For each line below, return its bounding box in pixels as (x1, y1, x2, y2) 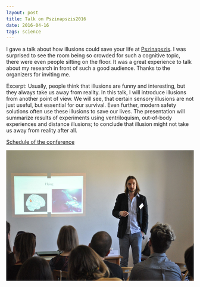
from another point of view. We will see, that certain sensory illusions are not (6, 95, 194, 103)
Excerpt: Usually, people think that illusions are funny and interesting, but (6, 82, 186, 90)
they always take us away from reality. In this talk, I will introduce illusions (6, 89, 186, 96)
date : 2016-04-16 (6, 22, 49, 28)
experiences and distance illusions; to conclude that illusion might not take (6, 121, 189, 128)
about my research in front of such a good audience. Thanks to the (6, 64, 171, 72)
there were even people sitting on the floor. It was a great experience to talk (6, 58, 192, 66)
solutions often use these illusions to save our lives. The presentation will (6, 108, 185, 115)
